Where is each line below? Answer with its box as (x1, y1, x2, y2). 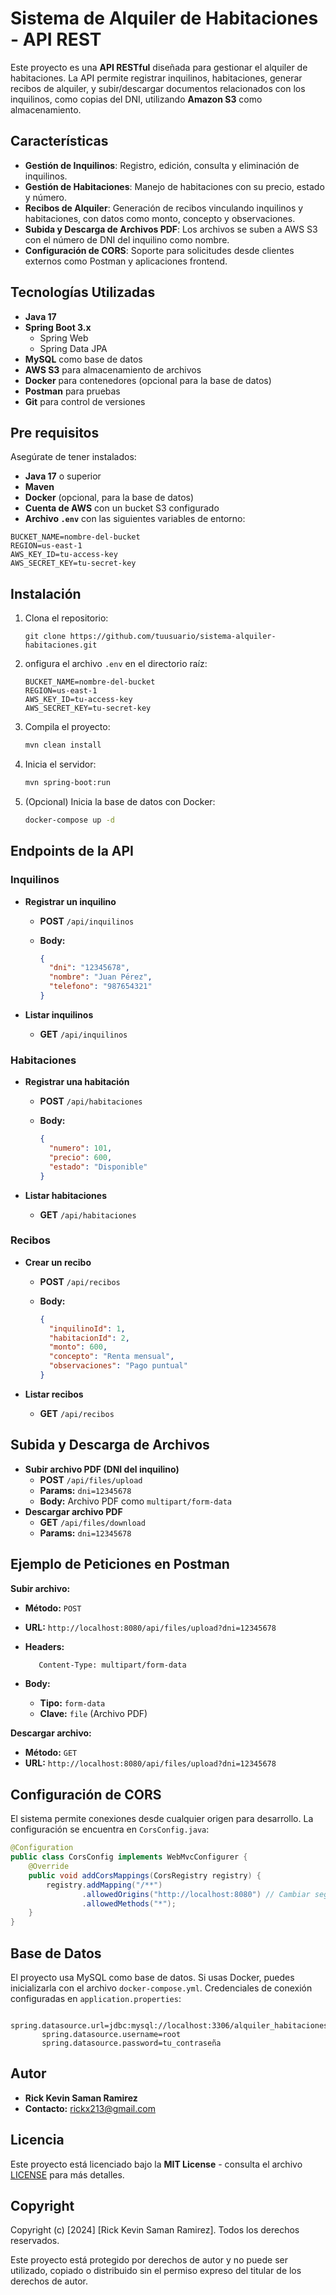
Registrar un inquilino (24, 895, 117, 907)
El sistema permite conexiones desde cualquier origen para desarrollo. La (10, 1813, 314, 1825)
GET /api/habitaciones (39, 1208, 137, 1221)
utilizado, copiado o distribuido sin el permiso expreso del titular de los (10, 2265, 302, 2277)
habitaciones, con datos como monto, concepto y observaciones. (24, 212, 296, 224)
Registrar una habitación (24, 1076, 130, 1088)
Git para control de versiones (24, 395, 146, 407)
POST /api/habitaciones (39, 1095, 143, 1107)
